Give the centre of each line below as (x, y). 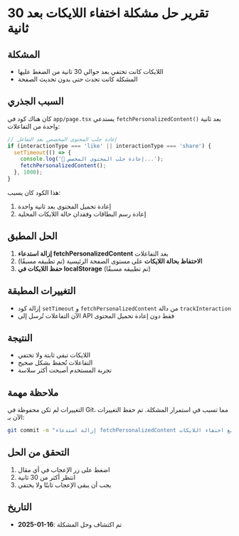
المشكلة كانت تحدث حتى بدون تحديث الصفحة (78, 79)
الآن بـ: (16, 417)
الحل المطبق (33, 236)
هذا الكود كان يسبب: (34, 192)
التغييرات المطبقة (42, 291)
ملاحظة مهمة (33, 393)
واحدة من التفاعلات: (34, 126)
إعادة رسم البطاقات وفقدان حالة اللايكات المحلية (82, 214)
